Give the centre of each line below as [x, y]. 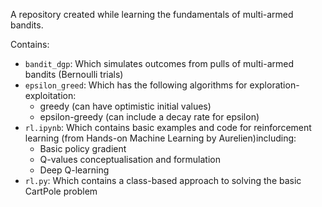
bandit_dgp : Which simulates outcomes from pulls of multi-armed [159, 63]
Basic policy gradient [83, 148]
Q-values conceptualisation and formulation [130, 159]
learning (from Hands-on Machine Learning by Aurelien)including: [160, 138]
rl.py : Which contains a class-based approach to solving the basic [163, 180]
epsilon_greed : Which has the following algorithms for [136, 85]
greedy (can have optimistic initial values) [125, 106]
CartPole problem [61, 191]
